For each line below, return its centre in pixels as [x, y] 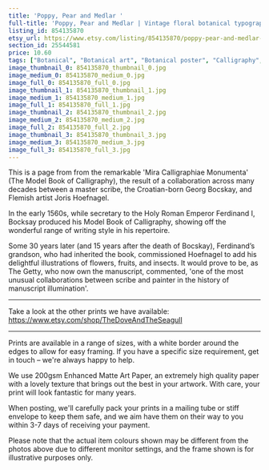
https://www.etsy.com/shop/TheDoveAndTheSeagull [95, 320]
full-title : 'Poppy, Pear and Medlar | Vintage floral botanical [119, 23]
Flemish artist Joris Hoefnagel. [59, 198]
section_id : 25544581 [44, 46]
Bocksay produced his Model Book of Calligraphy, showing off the [117, 222]
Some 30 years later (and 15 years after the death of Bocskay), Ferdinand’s [132, 246]
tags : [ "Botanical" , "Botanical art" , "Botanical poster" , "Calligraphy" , [136, 61]
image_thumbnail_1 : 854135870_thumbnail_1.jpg [87, 90]
